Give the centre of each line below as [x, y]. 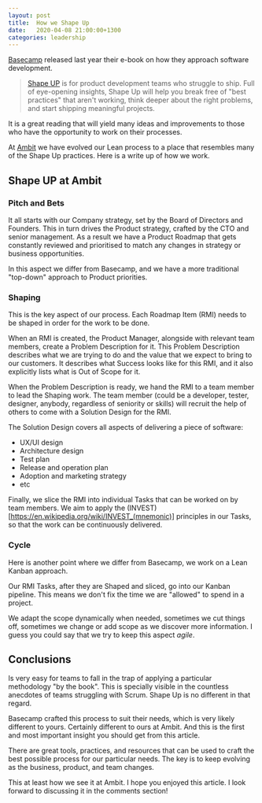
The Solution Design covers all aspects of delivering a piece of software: [126, 427]
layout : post [30, 15]
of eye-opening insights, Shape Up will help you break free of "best [137, 92]
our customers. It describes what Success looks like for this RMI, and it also [131, 364]
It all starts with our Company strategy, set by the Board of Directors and [126, 220]
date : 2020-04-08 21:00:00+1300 [65, 30]
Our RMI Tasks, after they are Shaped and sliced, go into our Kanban [119, 586]
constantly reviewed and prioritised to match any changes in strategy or [125, 245]
